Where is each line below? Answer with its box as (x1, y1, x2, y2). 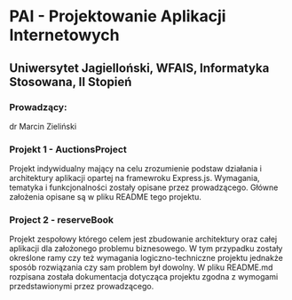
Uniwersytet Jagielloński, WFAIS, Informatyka (9, 60, 270, 75)
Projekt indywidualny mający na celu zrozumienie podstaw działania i (9, 163, 262, 174)
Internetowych (9, 25, 120, 45)
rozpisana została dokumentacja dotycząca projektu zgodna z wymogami (9, 272, 279, 282)
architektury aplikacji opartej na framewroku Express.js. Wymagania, (9, 173, 260, 184)
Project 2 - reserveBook (9, 214, 114, 226)
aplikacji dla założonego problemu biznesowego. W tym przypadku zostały (9, 243, 283, 254)
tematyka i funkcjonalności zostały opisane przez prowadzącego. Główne (9, 182, 279, 193)
